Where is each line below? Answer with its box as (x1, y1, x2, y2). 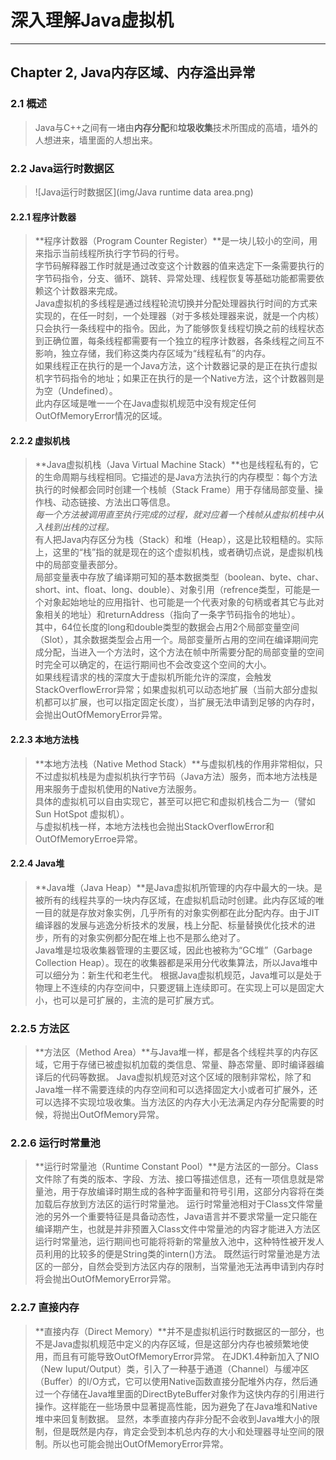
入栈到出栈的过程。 (34, 521, 115, 533)
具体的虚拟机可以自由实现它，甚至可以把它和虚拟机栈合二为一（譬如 (34, 795, 316, 807)
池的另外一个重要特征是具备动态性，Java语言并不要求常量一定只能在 (34, 1211, 318, 1223)
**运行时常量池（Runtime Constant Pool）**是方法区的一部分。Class (34, 1161, 319, 1173)
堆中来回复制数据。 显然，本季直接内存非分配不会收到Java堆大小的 (34, 1412, 312, 1425)
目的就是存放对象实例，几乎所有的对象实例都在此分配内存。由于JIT (43, 906, 320, 918)
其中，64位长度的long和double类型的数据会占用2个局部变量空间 (34, 621, 300, 633)
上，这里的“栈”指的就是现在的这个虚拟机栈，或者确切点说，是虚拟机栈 (34, 546, 324, 558)
